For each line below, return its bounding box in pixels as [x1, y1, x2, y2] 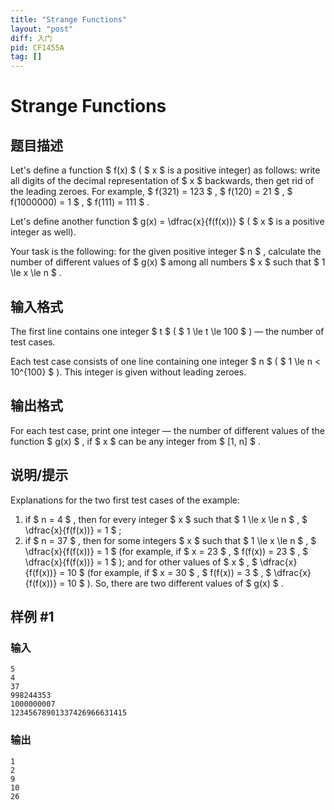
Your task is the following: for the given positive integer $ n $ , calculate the [10, 246, 322, 258]
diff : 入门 [10, 33, 53, 43]
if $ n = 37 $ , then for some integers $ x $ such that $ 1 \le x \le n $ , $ [24, 534, 317, 546]
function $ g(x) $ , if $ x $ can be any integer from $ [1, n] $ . [10, 435, 262, 447]
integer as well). [10, 226, 77, 238]
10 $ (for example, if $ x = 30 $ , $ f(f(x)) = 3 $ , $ [67, 566, 272, 578]
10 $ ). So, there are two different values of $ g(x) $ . [67, 577, 284, 589]
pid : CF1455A [10, 42, 65, 53]
